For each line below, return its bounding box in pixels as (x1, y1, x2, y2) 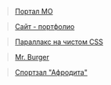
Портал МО (14, 7, 53, 16)
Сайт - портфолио (14, 22, 75, 31)
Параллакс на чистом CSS (14, 37, 103, 46)
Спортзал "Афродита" (14, 68, 88, 77)
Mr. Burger (14, 53, 50, 61)
